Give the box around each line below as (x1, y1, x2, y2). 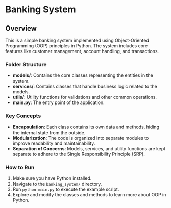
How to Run (5, 164, 35, 171)
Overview (5, 24, 37, 33)
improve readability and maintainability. (12, 140, 95, 146)
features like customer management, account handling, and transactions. (5, 48, 159, 54)
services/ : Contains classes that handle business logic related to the (12, 83, 157, 90)
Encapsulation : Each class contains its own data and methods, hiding (12, 124, 160, 130)
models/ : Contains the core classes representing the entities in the (12, 72, 153, 79)
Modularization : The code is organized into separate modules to (12, 135, 149, 141)
